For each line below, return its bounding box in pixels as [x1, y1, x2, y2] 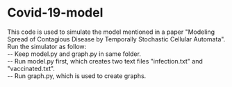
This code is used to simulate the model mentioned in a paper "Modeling [7, 28, 215, 36]
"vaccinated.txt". [7, 64, 56, 72]
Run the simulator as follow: [7, 42, 87, 50]
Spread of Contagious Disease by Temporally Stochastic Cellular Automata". [7, 35, 226, 43]
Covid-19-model [7, 5, 103, 21]
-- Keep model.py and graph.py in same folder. [7, 50, 141, 58]
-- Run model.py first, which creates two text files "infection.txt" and [7, 57, 204, 65]
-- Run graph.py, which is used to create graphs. [7, 71, 147, 80]
